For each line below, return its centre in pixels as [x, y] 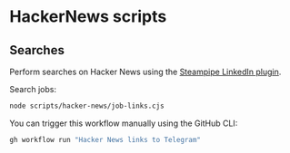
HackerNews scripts [88, 17]
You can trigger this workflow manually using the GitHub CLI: [124, 123]
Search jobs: [33, 89]
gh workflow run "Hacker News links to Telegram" [105, 139]
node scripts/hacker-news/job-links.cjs [87, 106]
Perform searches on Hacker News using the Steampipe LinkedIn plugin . [145, 72]
